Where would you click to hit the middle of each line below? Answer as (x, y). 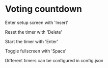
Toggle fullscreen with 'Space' (36, 51)
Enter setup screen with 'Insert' (37, 23)
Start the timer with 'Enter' (32, 41)
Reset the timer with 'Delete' (34, 32)
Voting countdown (44, 9)
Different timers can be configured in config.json (54, 60)
